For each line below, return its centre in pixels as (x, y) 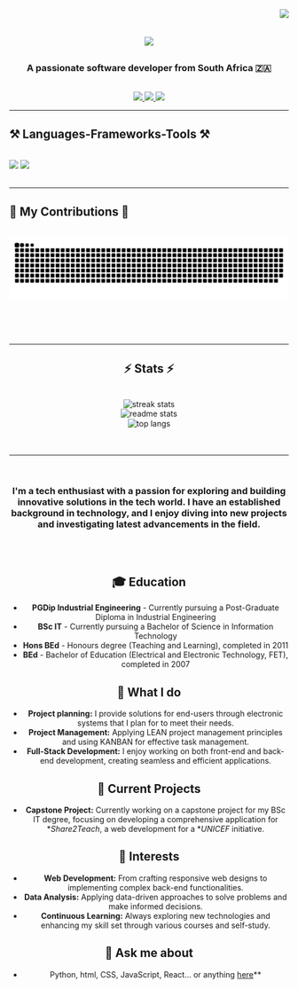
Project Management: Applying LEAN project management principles (156, 733)
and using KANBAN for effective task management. (156, 742)
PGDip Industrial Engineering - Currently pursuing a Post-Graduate (156, 608)
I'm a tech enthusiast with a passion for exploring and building (149, 491)
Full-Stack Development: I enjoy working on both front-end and (144, 751)
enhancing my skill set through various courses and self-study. (156, 925)
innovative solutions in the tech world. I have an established (149, 502)
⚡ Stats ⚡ (149, 369)
